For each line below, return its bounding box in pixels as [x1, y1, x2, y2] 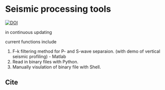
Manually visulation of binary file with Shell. [12, 64, 101, 70]
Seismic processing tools [5, 3, 111, 15]
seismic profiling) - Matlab [12, 53, 66, 60]
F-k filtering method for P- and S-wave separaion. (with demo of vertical [12, 48, 161, 54]
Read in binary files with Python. [12, 59, 78, 64]
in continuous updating [5, 29, 52, 35]
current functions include [5, 38, 57, 45]
